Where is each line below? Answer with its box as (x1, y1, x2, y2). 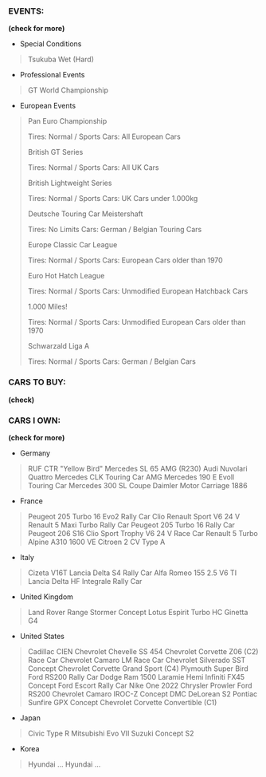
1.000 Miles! (27, 302, 68, 312)
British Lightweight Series (27, 178, 112, 188)
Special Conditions (19, 39, 82, 49)
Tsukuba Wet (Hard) (27, 54, 94, 65)
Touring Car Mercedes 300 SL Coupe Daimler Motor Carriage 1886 (27, 480, 248, 490)
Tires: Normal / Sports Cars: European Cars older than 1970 (27, 255, 223, 265)
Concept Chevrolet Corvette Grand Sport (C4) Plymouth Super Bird (27, 664, 248, 673)
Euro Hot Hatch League (27, 271, 105, 281)
